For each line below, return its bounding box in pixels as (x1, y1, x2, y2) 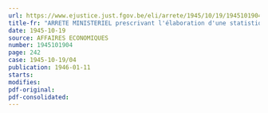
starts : (8, 71, 34, 79)
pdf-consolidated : (8, 93, 69, 101)
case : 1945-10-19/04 (8, 56, 77, 64)
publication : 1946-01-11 (8, 64, 91, 72)
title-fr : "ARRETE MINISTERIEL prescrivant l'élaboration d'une (8, 19, 227, 27)
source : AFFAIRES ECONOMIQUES (8, 33, 109, 42)
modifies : (8, 78, 41, 86)
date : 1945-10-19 (8, 26, 66, 34)
